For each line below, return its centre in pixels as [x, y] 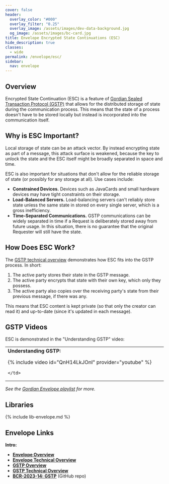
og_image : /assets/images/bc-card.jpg [51, 33]
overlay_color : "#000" [33, 19]
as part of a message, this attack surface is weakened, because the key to [82, 153]
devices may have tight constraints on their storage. [66, 194]
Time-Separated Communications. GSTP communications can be [81, 216]
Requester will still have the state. [47, 232]
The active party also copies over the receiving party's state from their [86, 291]
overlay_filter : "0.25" [34, 24]
